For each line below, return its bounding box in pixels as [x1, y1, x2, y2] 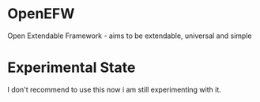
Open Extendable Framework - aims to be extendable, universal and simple [7, 31, 252, 40]
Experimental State [7, 59, 136, 77]
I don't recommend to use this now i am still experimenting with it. [7, 85, 222, 94]
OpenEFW [7, 5, 75, 23]
